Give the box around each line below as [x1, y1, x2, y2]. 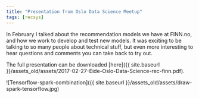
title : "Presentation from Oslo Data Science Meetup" [6, 8, 143, 15]
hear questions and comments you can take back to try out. [6, 49, 153, 56]
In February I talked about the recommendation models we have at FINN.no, [6, 30, 192, 37]
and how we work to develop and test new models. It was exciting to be [6, 37, 182, 44]
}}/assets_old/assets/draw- [125, 78, 192, 86]
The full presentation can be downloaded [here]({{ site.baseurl [6, 61, 160, 68]
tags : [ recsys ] [6, 14, 44, 20]
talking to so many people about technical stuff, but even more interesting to [6, 43, 194, 50]
